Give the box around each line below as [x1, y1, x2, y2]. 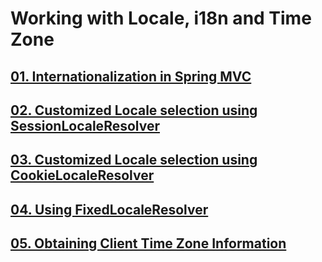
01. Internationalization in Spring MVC [10, 68, 252, 85]
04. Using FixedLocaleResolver [10, 201, 209, 218]
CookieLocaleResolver [10, 167, 155, 184]
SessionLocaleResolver [10, 117, 160, 134]
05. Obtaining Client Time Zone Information [10, 235, 287, 252]
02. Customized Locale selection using [10, 102, 258, 119]
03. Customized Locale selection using [10, 152, 258, 169]
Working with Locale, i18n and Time [10, 7, 312, 30]
